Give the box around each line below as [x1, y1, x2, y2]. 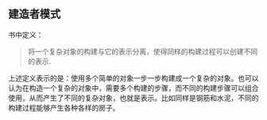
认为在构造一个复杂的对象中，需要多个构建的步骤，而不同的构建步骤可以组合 [8, 83, 259, 92]
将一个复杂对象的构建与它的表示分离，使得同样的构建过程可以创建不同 [27, 47, 258, 56]
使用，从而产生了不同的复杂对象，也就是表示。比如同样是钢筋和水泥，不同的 [8, 93, 259, 103]
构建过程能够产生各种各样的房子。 [8, 103, 120, 112]
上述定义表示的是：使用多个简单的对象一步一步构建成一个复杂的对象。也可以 [8, 73, 259, 83]
